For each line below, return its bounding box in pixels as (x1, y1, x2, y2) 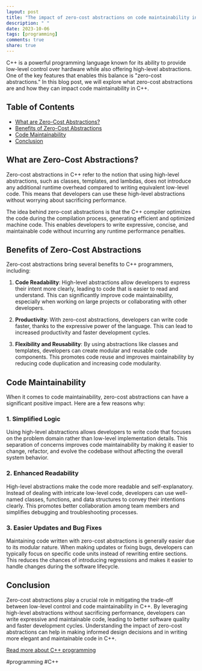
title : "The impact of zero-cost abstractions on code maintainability (6, 14, 189, 20)
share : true (6, 43, 36, 49)
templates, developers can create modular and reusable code (14, 347, 168, 354)
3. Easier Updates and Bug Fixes (6, 523, 102, 532)
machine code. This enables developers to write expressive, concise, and (6, 221, 188, 228)
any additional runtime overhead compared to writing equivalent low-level (6, 183, 189, 191)
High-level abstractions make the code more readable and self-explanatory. (6, 483, 194, 490)
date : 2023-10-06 (6, 25, 50, 32)
